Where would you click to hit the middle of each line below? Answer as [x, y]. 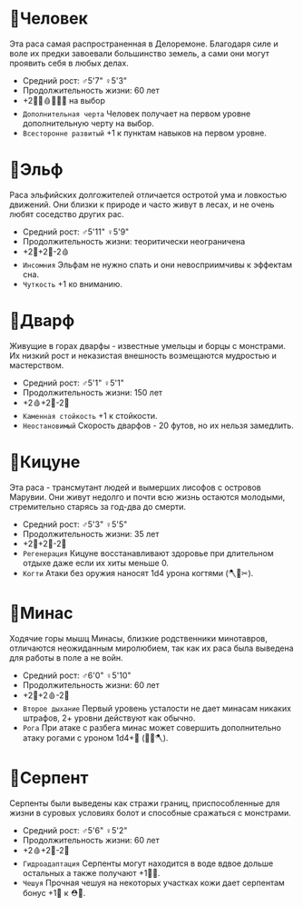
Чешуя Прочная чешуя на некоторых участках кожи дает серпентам [154, 882]
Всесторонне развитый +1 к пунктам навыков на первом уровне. [145, 133]
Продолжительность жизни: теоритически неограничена [134, 241]
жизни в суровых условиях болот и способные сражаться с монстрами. [151, 812]
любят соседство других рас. [67, 214]
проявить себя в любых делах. [69, 63]
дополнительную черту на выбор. [88, 123]
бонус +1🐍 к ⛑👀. [54, 892]
